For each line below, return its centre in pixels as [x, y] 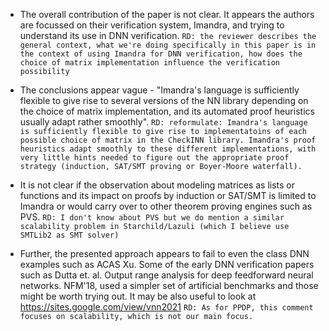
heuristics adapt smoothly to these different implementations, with [168, 149]
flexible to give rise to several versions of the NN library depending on [164, 100]
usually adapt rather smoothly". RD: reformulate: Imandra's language [163, 122]
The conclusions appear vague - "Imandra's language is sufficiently [159, 90]
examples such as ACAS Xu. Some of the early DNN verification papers [167, 264]
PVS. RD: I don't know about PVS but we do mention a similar [152, 217]
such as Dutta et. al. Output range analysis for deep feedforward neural [166, 275]
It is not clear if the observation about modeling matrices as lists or [157, 185]
